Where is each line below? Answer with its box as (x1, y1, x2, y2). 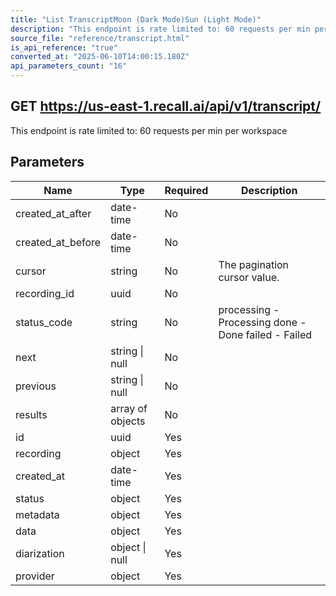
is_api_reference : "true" (10, 42, 118, 53)
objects (110, 414, 146, 428)
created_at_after (15, 206, 92, 220)
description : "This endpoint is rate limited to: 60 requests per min (10, 24, 311, 34)
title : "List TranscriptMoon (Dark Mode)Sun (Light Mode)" (10, 14, 262, 25)
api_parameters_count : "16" (10, 61, 128, 71)
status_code (15, 315, 73, 329)
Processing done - (218, 315, 307, 329)
